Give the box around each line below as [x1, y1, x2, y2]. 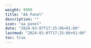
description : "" [5, 16, 39, 21]
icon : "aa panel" [5, 21, 42, 26]
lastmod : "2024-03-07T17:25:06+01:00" [5, 30, 86, 35]
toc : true [5, 35, 26, 40]
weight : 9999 [5, 7, 33, 12]
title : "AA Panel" [5, 12, 44, 17]
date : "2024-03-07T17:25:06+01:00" [5, 26, 80, 31]
